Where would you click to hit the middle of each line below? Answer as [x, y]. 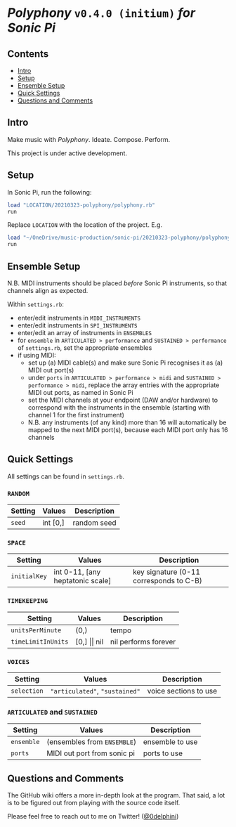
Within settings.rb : [36, 304]
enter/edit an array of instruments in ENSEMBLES [85, 332]
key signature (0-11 [166, 572]
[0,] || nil [89, 642]
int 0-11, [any [77, 572]
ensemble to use [170, 742]
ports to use [163, 753]
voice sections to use [182, 691]
